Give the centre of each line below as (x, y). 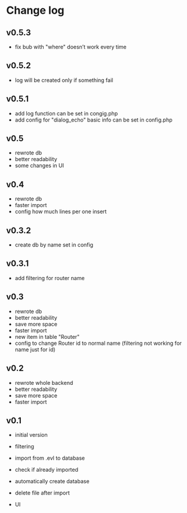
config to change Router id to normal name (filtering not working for (98, 343)
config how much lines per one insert (61, 212)
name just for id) (35, 349)
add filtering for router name (50, 278)
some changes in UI (39, 166)
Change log (35, 10)
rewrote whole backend (44, 383)
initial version (31, 435)
